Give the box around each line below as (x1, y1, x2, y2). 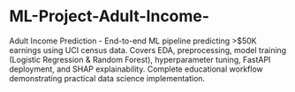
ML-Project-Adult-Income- (9, 6, 210, 27)
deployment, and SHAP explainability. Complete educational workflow (9, 64, 263, 74)
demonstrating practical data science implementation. (9, 73, 206, 83)
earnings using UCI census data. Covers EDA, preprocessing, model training (9, 44, 287, 55)
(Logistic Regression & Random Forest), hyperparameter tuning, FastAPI (9, 54, 271, 65)
